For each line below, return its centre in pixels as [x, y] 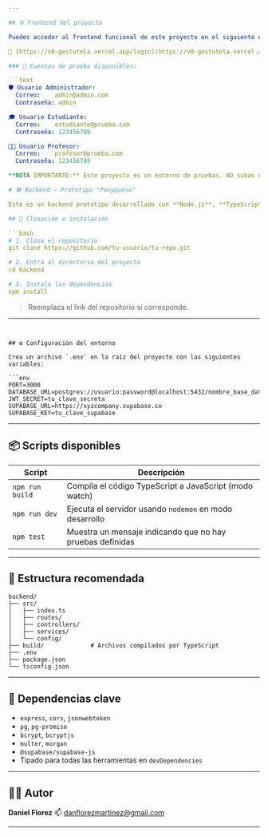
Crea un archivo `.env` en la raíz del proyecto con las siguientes [124, 357]
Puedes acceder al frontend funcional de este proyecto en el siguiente [132, 37]
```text [21, 81]
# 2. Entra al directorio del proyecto [75, 263]
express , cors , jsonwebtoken [65, 718]
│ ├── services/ [39, 632]
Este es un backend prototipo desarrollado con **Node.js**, [112, 204]
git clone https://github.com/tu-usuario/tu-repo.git [100, 248]
